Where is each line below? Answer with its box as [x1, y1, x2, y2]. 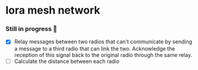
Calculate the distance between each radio [14, 58, 120, 65]
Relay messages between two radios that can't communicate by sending [14, 38, 193, 45]
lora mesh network [5, 4, 100, 17]
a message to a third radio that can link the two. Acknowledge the [14, 45, 175, 52]
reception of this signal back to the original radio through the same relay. [14, 51, 193, 58]
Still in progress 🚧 [5, 25, 58, 33]
